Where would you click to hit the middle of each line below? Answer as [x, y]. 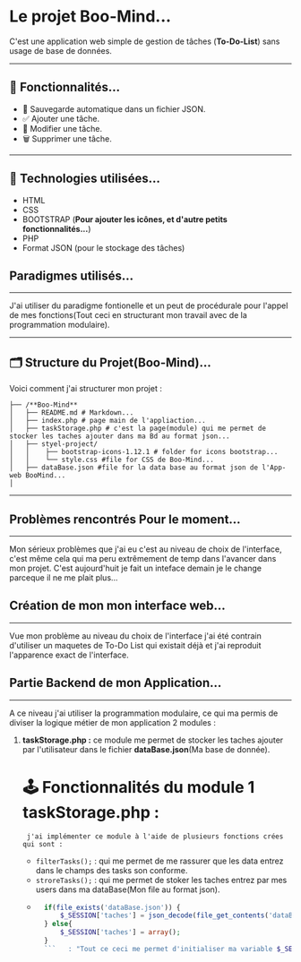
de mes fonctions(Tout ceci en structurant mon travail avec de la [129, 315]
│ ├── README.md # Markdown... [72, 413]
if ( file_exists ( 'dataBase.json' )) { [112, 907]
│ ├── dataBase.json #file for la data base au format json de [133, 468]
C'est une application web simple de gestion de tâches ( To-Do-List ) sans [145, 41]
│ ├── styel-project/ [54, 444]
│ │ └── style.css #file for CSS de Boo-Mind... [112, 460]
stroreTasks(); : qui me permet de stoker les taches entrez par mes [161, 880]
